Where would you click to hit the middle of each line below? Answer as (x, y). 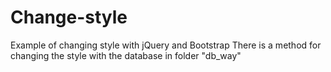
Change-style (69, 17)
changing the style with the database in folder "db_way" (126, 55)
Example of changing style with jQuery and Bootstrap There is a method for (166, 45)
